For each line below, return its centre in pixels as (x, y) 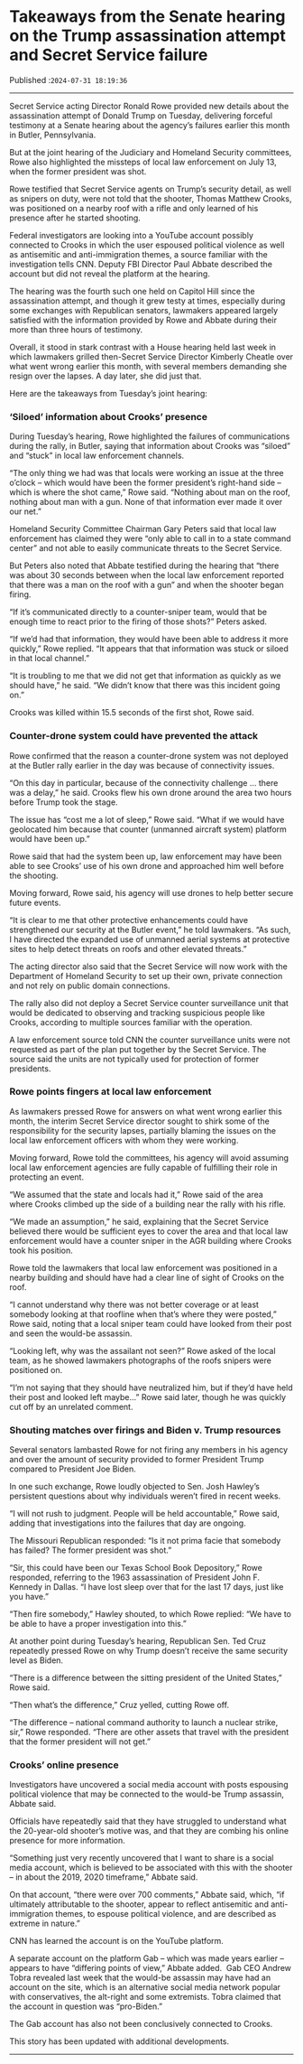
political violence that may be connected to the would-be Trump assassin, (147, 1794)
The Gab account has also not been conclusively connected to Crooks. (141, 2024)
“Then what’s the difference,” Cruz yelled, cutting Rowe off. (119, 1705)
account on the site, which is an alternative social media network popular (145, 1987)
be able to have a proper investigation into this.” (98, 1624)
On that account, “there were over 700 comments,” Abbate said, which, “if (147, 1895)
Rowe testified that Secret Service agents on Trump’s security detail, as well (150, 189)
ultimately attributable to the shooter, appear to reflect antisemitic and (139, 1904)
